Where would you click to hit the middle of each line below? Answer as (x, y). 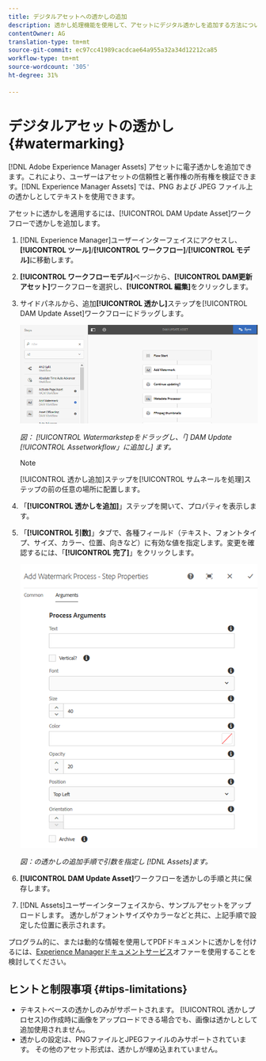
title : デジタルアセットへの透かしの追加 (68, 17)
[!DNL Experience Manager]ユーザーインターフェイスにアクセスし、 (131, 240)
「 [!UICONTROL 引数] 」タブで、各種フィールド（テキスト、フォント (131, 533)
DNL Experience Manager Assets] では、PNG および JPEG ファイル (136, 186)
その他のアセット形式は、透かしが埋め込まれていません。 (129, 1049)
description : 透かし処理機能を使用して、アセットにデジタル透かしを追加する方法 (125, 25)
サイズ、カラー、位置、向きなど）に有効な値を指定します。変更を (141, 543)
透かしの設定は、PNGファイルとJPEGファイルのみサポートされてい (129, 1040)
